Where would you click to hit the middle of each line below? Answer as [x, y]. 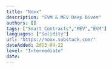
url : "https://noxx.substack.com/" [51, 40]
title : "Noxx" [24, 12]
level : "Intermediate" [35, 51]
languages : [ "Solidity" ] [38, 34]
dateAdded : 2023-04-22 [35, 46]
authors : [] [21, 23]
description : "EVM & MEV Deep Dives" [54, 17]
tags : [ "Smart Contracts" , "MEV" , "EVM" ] [57, 28]
